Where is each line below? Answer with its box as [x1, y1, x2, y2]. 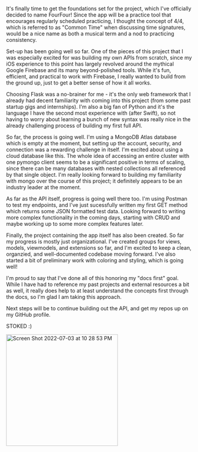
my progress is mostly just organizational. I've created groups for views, [6, 238, 182, 245]
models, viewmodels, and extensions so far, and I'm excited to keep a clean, [6, 245, 191, 251]
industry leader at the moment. [6, 184, 82, 191]
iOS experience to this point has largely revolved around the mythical [6, 60, 174, 67]
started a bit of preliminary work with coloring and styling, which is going [6, 257, 184, 264]
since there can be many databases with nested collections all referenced [6, 165, 186, 172]
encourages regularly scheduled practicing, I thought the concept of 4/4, [6, 18, 184, 24]
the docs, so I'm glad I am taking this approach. [6, 294, 122, 300]
